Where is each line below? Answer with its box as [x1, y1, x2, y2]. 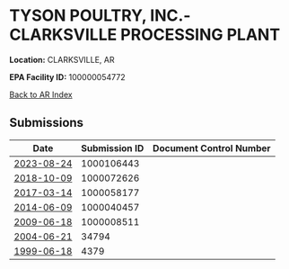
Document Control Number [152, 141, 271, 154]
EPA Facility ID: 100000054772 [9, 71, 126, 82]
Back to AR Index [9, 89, 74, 100]
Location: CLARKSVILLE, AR [9, 54, 115, 65]
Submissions [9, 115, 83, 130]
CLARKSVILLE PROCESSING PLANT [9, 24, 281, 45]
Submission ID [80, 141, 144, 154]
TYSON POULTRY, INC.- [9, 5, 191, 26]
